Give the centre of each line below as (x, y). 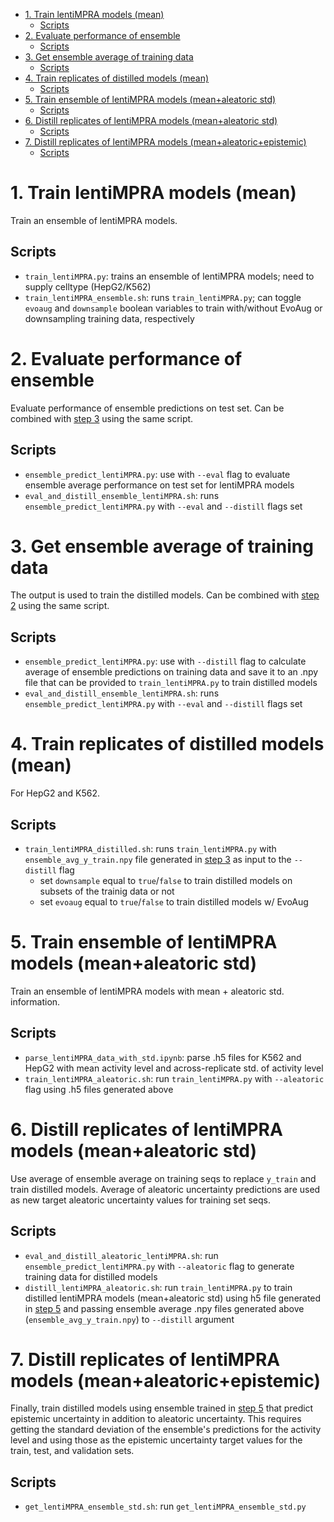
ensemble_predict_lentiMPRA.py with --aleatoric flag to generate (159, 1266)
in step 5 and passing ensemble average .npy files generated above (164, 1308)
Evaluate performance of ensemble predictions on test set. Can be (147, 408)
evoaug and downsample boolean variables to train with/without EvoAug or (173, 308)
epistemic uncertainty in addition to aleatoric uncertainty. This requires (156, 1419)
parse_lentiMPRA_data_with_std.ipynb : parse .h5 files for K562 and (163, 1057)
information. (35, 1001)
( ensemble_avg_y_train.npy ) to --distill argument (129, 1319)
